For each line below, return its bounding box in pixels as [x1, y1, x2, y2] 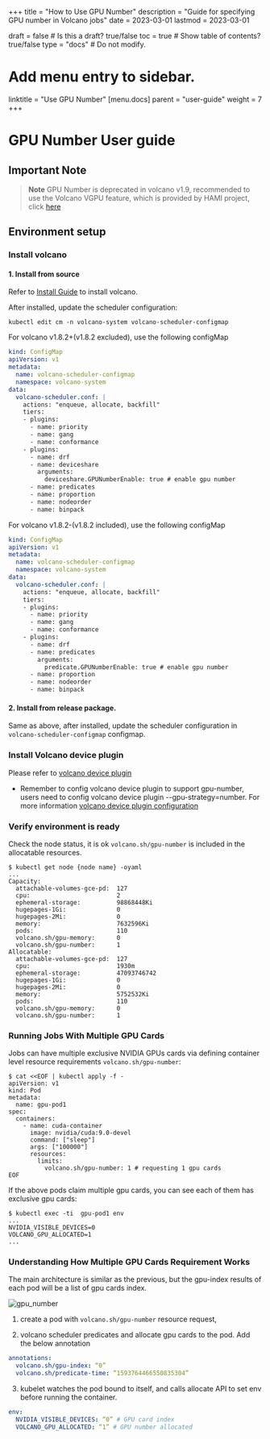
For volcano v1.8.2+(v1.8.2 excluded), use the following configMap [8, 332, 229, 342]
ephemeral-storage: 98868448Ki [15, 898, 153, 906]
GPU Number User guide [8, 131, 176, 150]
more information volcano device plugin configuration [19, 801, 199, 810]
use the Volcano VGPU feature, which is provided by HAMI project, [27, 193, 250, 202]
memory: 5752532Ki [15, 990, 150, 998]
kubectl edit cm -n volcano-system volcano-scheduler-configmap [8, 318, 229, 326]
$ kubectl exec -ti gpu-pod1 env [8, 1209, 125, 1218]
